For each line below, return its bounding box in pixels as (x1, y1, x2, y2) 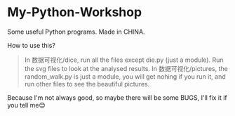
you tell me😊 (7, 101, 46, 109)
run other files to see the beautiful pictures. (24, 79, 150, 88)
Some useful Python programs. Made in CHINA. (7, 27, 145, 36)
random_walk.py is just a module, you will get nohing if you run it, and (24, 72, 226, 81)
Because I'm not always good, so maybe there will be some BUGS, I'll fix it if (7, 93, 227, 102)
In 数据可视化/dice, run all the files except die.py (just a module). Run (24, 56, 224, 64)
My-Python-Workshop (7, 4, 142, 20)
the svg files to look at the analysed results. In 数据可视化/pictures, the (24, 64, 228, 72)
